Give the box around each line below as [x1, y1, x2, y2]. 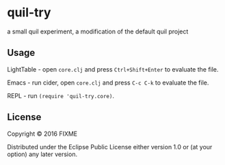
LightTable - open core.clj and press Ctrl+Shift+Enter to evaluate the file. [7, 65, 219, 73]
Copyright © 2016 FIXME [7, 130, 78, 138]
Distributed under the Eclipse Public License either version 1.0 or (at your [7, 142, 213, 151]
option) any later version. [7, 150, 77, 158]
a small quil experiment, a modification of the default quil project [7, 27, 189, 35]
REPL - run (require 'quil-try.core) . [7, 91, 115, 100]
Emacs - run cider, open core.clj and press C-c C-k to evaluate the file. [7, 78, 209, 87]
